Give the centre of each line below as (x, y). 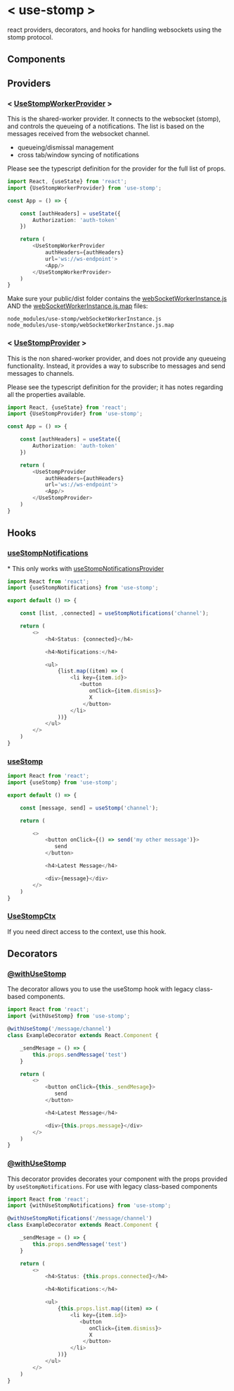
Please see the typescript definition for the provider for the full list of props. (117, 168)
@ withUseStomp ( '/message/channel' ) (59, 1029)
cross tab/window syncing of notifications (78, 155)
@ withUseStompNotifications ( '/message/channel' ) (80, 1218)
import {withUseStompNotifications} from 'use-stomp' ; (89, 1206)
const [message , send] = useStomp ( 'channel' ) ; (89, 808)
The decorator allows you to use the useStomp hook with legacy (100, 989)
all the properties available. (46, 394)
